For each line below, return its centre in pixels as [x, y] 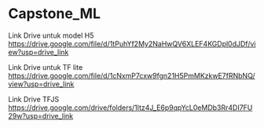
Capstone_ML [54, 14]
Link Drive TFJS [34, 99]
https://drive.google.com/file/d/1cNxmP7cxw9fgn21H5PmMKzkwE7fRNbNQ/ [132, 75]
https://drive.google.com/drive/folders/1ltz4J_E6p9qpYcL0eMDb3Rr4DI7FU [130, 108]
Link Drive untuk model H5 [51, 35]
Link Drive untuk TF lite [46, 67]
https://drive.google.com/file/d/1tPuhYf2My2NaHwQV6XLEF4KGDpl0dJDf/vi [132, 43]
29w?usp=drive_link [41, 115]
